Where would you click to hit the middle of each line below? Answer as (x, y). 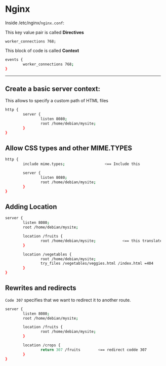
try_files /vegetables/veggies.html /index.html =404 (97, 264)
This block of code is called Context (42, 50)
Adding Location (31, 207)
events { (14, 60)
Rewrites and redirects (41, 288)
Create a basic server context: (53, 89)
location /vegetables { (47, 254)
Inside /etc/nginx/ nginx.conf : (35, 23)
